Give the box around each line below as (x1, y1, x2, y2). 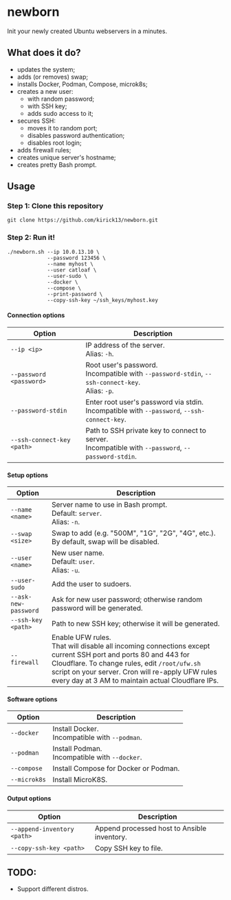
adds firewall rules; (16, 146, 71, 154)
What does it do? (7, 47, 81, 59)
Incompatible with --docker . (52, 752, 142, 762)
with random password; (27, 94, 95, 103)
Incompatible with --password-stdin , (85, 368, 203, 378)
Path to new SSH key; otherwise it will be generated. (51, 619, 220, 628)
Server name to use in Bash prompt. (51, 500, 167, 510)
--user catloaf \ (47, 266, 97, 273)
